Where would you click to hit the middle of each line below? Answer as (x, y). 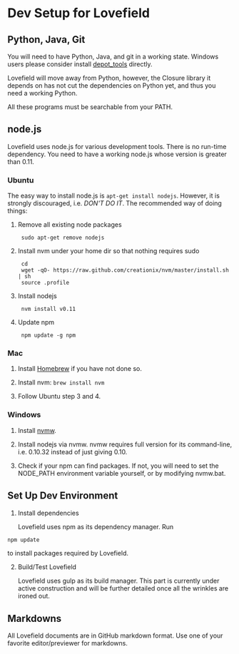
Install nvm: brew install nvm (61, 382)
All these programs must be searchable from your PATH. (90, 107)
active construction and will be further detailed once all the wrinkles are (123, 588)
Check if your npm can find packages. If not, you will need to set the (118, 466)
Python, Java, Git (46, 40)
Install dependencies (49, 513)
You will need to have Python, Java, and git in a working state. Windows (113, 56)
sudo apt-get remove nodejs (63, 238)
